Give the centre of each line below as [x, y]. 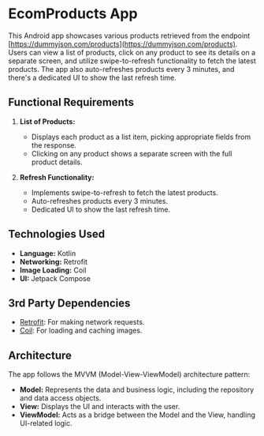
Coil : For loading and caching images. [81, 331]
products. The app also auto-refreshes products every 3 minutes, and [121, 69]
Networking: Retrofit [54, 261]
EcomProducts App [73, 14]
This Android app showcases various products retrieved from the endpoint [129, 36]
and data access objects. [60, 398]
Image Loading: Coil [53, 270]
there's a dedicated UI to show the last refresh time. [92, 77]
